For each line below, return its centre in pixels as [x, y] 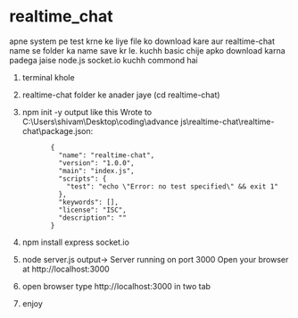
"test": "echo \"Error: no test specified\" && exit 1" [172, 186]
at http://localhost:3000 [66, 269]
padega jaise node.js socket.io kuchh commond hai [103, 60]
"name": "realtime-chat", [107, 155]
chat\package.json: [58, 130]
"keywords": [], [88, 202]
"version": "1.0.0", [97, 163]
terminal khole [48, 77]
